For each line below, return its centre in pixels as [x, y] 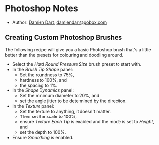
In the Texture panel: [33, 106]
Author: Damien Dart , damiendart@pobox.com [60, 22]
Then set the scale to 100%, [48, 116]
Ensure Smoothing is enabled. [43, 137]
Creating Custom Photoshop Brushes [64, 38]
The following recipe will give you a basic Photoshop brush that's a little [78, 49]
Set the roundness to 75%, [47, 75]
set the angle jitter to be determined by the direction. [73, 101]
